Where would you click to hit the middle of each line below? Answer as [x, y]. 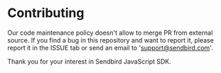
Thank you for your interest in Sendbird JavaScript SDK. [90, 61]
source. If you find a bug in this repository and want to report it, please [111, 40]
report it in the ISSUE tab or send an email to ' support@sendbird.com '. [110, 47]
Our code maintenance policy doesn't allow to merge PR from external [110, 33]
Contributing [46, 13]
